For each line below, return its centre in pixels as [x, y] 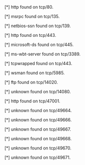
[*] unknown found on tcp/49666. [38, 120]
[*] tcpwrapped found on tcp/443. [38, 63]
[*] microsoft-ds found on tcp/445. [39, 45]
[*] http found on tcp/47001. [33, 101]
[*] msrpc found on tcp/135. [32, 16]
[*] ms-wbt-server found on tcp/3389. [42, 54]
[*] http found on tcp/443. [30, 35]
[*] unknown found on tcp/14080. [38, 91]
